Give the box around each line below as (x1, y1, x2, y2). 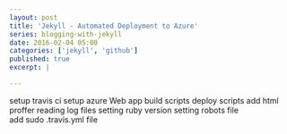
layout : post (9, 13, 58, 22)
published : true (9, 54, 70, 63)
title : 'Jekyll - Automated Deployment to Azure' (9, 21, 199, 30)
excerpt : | (9, 63, 50, 72)
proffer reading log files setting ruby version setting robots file (9, 105, 239, 115)
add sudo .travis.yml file (9, 113, 99, 125)
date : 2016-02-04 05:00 (9, 38, 99, 47)
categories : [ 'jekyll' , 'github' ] (9, 46, 139, 55)
